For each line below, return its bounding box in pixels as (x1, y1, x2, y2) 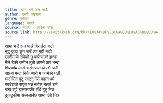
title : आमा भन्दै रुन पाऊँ (5, 7, 48, 12)
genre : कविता (5, 16, 29, 21)
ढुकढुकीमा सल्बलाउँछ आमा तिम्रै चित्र (5, 92, 60, 98)
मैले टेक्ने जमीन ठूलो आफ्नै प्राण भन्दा (5, 59, 60, 65)
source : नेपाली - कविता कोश (5, 25, 53, 30)
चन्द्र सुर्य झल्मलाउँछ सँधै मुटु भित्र (5, 87, 54, 92)
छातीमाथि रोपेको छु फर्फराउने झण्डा (5, 54, 58, 60)
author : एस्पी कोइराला (5, 12, 42, 17)
